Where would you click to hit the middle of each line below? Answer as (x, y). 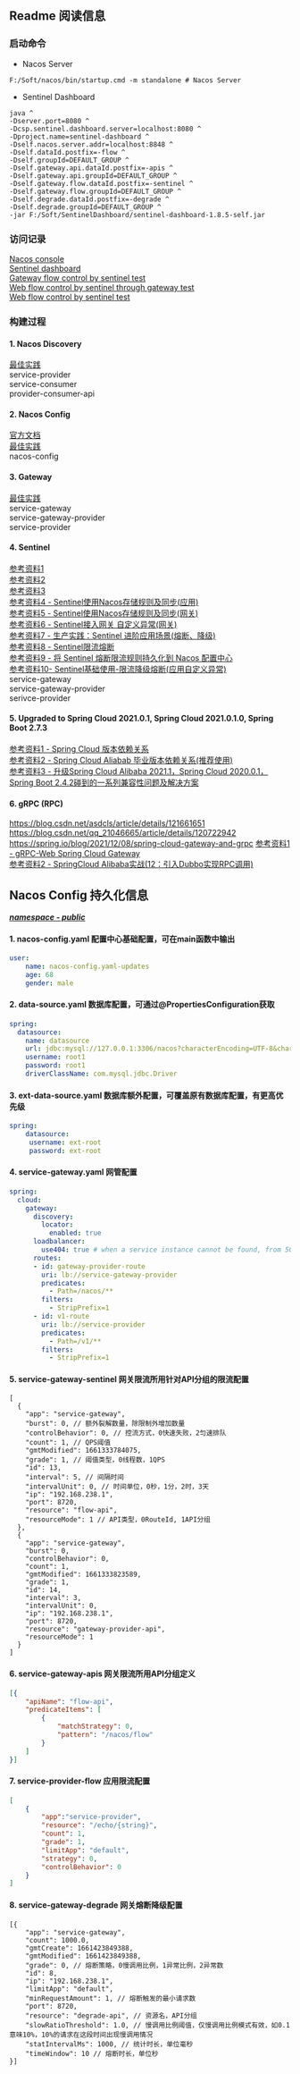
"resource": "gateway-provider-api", (96, 1630)
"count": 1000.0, (58, 1940)
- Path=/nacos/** (81, 1291)
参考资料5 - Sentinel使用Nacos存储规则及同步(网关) (104, 613)
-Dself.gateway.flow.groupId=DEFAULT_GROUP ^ (95, 191)
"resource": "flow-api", (71, 1510)
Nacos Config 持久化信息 (79, 895)
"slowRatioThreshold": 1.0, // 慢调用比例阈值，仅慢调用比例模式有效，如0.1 (158, 2025)
